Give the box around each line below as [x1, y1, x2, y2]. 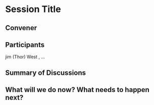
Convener [5, 24, 37, 32]
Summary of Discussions [5, 68, 86, 77]
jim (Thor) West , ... [5, 54, 45, 60]
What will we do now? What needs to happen [5, 85, 150, 94]
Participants [5, 40, 44, 49]
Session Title [5, 4, 62, 15]
